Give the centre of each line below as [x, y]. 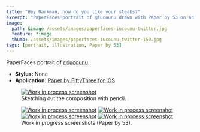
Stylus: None [31, 74]
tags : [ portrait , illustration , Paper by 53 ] [64, 46]
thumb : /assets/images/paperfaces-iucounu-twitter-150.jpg [87, 40]
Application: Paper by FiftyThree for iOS [65, 80]
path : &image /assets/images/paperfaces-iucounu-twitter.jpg [90, 28]
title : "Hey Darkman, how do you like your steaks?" [73, 12]
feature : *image [32, 34]
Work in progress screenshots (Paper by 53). [77, 122]
